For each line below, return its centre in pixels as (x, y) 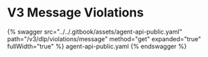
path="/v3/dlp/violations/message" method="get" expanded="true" (104, 38)
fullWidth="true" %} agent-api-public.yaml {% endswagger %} (97, 46)
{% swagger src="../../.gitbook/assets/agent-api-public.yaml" (95, 32)
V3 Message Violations (76, 13)
